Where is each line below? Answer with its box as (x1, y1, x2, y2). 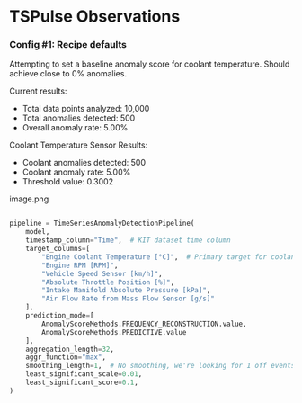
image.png (9, 193, 49, 204)
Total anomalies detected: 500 (22, 112, 136, 123)
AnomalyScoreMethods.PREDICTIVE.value (41, 327, 187, 336)
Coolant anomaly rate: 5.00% (22, 166, 131, 177)
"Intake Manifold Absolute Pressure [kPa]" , (41, 286, 211, 295)
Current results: (9, 85, 67, 96)
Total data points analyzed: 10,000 (22, 103, 150, 114)
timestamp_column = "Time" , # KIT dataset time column (25, 236, 231, 245)
